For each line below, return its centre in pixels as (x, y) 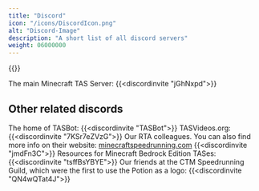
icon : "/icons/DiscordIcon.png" (62, 23)
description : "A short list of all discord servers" (98, 38)
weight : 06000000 (37, 46)
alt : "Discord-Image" (45, 30)
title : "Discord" (37, 16)
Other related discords (66, 109)
